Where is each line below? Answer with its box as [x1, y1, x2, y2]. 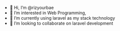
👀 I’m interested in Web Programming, [9, 10, 87, 16]
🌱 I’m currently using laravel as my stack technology [9, 15, 115, 21]
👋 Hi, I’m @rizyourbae [9, 5, 54, 10]
